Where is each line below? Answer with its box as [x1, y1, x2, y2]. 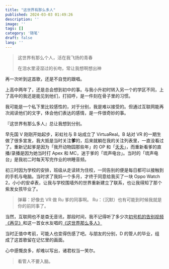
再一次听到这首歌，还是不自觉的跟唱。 [5, 76, 84, 82]
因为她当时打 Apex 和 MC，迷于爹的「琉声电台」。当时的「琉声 [24, 150, 154, 156]
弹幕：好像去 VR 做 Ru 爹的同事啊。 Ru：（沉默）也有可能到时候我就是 [17, 197, 162, 203]
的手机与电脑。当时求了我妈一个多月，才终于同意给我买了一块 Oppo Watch [5, 173, 160, 179]
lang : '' [5, 40, 24, 45]
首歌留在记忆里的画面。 [18, 237, 67, 243]
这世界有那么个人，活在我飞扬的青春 [17, 54, 93, 60]
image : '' [5, 21, 26, 27]
